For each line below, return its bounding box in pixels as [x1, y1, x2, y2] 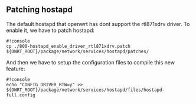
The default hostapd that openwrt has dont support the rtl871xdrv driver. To [6, 20, 190, 27]
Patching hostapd [6, 5, 73, 15]
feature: [6, 65, 25, 72]
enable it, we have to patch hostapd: [6, 27, 94, 34]
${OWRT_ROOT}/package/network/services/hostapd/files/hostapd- [6, 87, 165, 93]
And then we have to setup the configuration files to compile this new [6, 58, 175, 66]
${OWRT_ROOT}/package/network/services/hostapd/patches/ [6, 48, 149, 54]
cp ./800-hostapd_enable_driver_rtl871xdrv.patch [6, 43, 131, 49]
